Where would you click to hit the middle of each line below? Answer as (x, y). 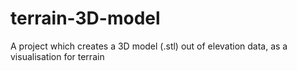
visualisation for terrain (57, 56)
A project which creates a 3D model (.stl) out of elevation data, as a (149, 46)
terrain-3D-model (85, 18)
